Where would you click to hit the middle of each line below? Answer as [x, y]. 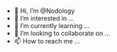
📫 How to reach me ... [47, 41]
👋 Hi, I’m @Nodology [44, 11]
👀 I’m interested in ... [44, 18]
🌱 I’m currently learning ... [52, 26]
